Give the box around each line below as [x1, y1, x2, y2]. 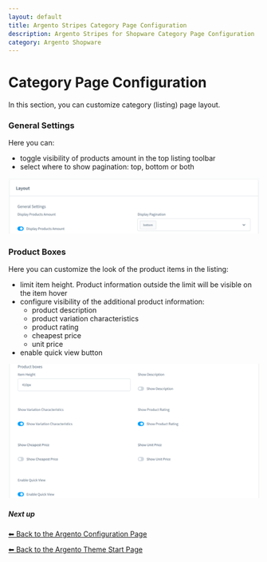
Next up [8, 508, 35, 519]
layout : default [8, 13, 62, 21]
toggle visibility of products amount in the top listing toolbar [19, 153, 216, 163]
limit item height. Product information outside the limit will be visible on [19, 280, 253, 289]
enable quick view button [19, 348, 104, 357]
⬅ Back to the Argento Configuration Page [8, 529, 147, 539]
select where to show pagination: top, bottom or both [19, 162, 195, 172]
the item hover [19, 289, 68, 298]
